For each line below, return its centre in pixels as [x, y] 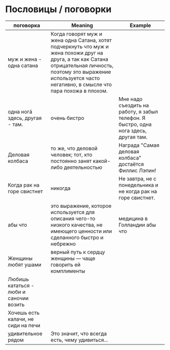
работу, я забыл [138, 111]
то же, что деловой [74, 148]
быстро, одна [135, 124]
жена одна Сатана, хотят [81, 40]
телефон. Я [132, 118]
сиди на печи [24, 325]
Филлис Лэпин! [137, 170]
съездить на [134, 105]
